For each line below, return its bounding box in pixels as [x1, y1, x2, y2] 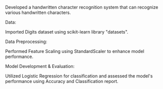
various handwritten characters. [5, 9, 71, 15]
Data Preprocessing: [5, 38, 47, 44]
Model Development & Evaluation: [5, 63, 75, 69]
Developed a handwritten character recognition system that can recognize [5, 4, 158, 10]
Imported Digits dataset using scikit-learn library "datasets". [5, 29, 128, 34]
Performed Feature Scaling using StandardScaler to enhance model [5, 48, 144, 54]
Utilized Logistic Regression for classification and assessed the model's [5, 73, 153, 79]
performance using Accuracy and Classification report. [5, 78, 118, 84]
